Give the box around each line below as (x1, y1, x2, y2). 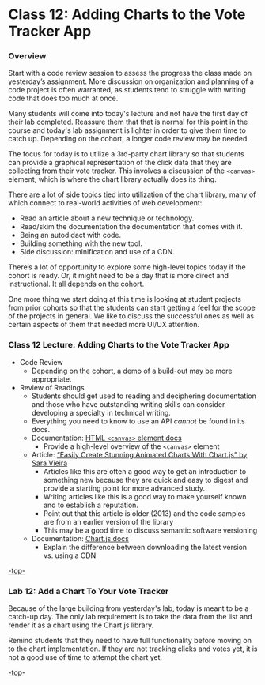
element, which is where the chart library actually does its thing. (8, 175, 217, 184)
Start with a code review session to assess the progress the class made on (8, 69, 252, 78)
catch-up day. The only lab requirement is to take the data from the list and (8, 612, 252, 622)
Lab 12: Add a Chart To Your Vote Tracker (8, 585, 169, 597)
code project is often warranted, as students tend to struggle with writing (8, 85, 247, 95)
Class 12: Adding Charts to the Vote (8, 6, 246, 24)
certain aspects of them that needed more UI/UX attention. (8, 320, 200, 329)
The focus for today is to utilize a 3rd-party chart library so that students (8, 149, 244, 159)
